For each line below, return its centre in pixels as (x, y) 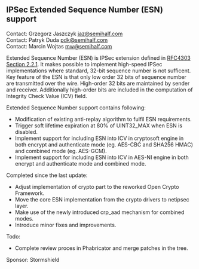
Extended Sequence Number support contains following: (76, 108)
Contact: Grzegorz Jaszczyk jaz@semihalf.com (65, 33)
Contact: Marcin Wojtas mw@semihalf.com (59, 46)
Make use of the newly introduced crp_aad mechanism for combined (99, 212)
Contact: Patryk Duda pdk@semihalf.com (57, 40)
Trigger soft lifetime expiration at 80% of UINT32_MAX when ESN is (99, 126)
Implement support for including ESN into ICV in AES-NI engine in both (102, 157)
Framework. (30, 193)
